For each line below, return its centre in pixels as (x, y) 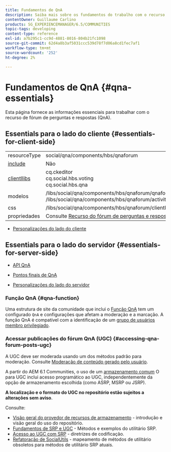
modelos (18, 196)
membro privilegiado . (27, 325)
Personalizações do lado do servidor (51, 284)
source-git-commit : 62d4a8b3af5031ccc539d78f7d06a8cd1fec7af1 (73, 43)
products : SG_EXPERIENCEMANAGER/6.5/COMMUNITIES (58, 24)
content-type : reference (32, 34)
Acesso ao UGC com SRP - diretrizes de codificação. (68, 434)
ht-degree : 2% (20, 57)
